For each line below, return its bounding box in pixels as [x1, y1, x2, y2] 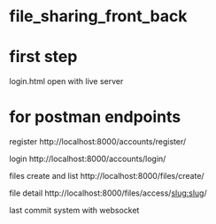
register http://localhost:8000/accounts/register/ [9, 136, 187, 147]
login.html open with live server [9, 76, 124, 87]
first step [9, 47, 78, 67]
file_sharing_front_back [9, 6, 188, 27]
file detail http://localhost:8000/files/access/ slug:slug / [9, 188, 207, 198]
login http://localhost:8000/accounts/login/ [9, 153, 166, 165]
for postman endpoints [9, 107, 181, 127]
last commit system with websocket [9, 205, 140, 216]
